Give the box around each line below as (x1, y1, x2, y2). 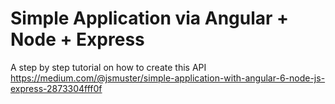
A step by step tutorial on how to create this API (10, 61, 207, 73)
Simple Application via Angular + (10, 7, 290, 30)
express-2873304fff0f (10, 82, 103, 94)
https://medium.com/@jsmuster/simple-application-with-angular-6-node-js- (10, 72, 326, 84)
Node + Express (10, 28, 145, 51)
